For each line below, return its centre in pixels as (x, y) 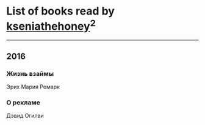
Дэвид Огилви (25, 116)
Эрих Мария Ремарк (33, 87)
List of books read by (60, 11)
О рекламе (23, 103)
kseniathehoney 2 (51, 25)
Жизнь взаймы (30, 73)
